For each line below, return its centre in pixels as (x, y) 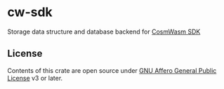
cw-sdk (30, 12)
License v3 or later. (35, 78)
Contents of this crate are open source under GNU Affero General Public (112, 70)
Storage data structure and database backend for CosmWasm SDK (104, 32)
